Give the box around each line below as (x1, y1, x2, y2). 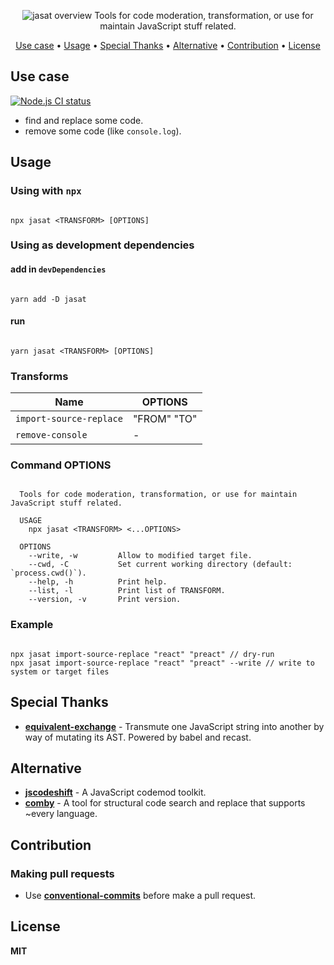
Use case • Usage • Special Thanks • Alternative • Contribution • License (15, 40, 321, 51)
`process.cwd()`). (10, 568, 87, 579)
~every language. (24, 808, 98, 820)
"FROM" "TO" (132, 412, 198, 426)
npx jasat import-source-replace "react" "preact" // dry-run (10, 649, 275, 659)
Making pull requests (10, 866, 115, 880)
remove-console (15, 430, 88, 441)
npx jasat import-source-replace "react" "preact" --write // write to (10, 658, 315, 668)
